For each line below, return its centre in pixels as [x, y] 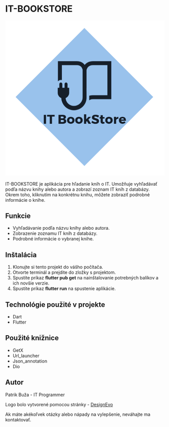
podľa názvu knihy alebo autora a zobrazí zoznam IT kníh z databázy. [78, 189]
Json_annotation [30, 361]
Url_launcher [26, 355]
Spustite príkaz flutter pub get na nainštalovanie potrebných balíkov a [85, 278]
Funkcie [18, 216]
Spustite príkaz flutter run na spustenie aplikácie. [64, 289]
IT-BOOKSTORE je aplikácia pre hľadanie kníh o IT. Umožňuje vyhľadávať [81, 184]
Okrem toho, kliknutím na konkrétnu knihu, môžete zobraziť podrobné [78, 194]
